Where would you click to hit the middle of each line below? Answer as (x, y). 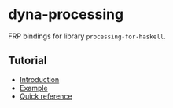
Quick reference (46, 96)
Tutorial (28, 61)
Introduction (39, 79)
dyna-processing (66, 14)
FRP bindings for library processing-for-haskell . (87, 36)
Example (34, 88)
